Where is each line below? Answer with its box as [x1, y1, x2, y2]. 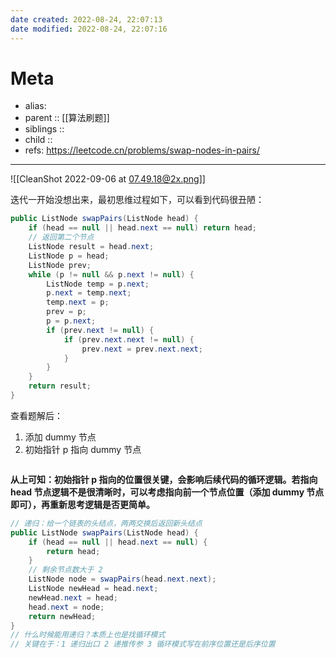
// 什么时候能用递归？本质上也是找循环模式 [10, 630, 166, 640]
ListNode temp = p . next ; [46, 279, 150, 289]
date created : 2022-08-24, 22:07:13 [10, 14, 163, 25]
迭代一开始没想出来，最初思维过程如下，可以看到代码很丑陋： [10, 194, 265, 206]
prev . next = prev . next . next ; [81, 344, 203, 354]
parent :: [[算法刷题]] [24, 112, 110, 124]
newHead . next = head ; [28, 592, 118, 603]
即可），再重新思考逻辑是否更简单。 [10, 498, 155, 510]
